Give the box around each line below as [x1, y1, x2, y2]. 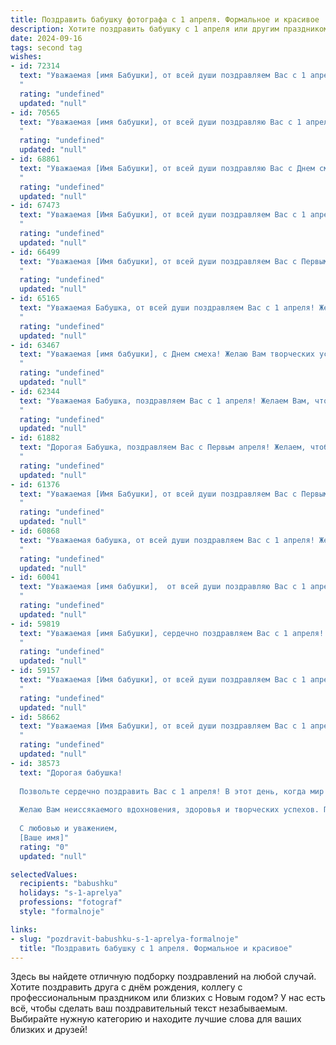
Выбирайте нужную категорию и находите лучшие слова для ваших [10, 1013, 302, 1025]
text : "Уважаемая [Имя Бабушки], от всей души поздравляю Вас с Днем [19, 163, 315, 173]
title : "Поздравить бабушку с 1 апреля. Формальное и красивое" [19, 943, 293, 953]
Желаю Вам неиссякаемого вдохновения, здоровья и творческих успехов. [19, 805, 320, 815]
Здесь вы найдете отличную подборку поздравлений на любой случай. [10, 971, 317, 983]
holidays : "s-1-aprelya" [19, 888, 123, 898]
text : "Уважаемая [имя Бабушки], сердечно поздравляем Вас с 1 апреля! [19, 628, 325, 638]
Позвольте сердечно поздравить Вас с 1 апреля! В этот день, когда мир [19, 786, 325, 796]
